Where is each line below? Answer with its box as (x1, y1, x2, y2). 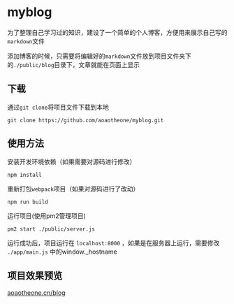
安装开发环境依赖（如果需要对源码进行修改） (7, 157, 136, 166)
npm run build (7, 198, 49, 205)
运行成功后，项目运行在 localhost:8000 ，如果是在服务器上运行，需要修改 (7, 238, 220, 247)
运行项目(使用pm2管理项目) (7, 211, 86, 220)
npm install (7, 171, 42, 178)
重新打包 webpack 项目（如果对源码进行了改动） (7, 184, 140, 193)
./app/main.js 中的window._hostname (7, 247, 117, 256)
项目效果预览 (7, 270, 63, 282)
